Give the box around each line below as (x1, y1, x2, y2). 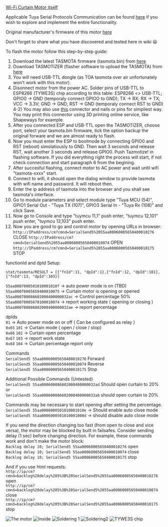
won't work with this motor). (12, 80, 71, 85)
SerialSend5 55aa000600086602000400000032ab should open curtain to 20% (5, 392, 158, 398)
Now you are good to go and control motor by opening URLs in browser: (12, 223, 162, 229)
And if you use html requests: (5, 464, 66, 470)
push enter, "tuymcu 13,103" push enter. (12, 218, 95, 224)
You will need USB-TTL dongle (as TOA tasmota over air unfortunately (12, 74, 157, 80)
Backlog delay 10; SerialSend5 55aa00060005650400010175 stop (5, 454, 137, 460)
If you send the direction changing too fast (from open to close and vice (5, 422, 154, 428)
